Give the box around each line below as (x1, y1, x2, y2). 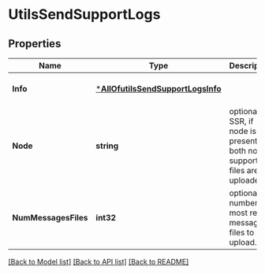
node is (229, 126, 256, 136)
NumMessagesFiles (12, 213, 88, 223)
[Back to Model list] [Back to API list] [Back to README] (8, 257, 189, 266)
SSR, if (229, 116, 254, 127)
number (229, 198, 259, 208)
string (95, 140, 119, 151)
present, (229, 135, 260, 146)
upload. (229, 237, 258, 247)
